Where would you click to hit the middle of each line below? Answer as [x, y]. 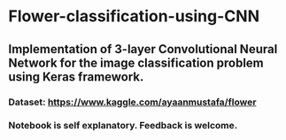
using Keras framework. [76, 77]
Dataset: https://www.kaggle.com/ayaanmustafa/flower [132, 102]
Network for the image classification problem [136, 62]
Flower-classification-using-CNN [134, 16]
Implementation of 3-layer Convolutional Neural [143, 49]
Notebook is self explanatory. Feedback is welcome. [123, 126]
